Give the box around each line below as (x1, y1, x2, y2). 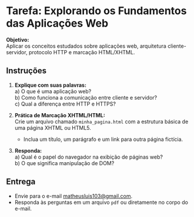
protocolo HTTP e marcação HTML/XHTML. (28, 48, 135, 55)
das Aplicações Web (6, 17, 109, 30)
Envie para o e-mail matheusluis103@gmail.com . (14, 192, 133, 199)
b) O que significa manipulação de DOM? (14, 159, 115, 166)
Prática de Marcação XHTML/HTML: (14, 111, 106, 119)
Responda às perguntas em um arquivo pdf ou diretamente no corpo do (14, 199, 188, 206)
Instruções (6, 66, 47, 76)
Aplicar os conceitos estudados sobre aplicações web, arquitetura (6, 42, 166, 50)
